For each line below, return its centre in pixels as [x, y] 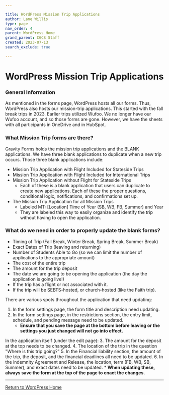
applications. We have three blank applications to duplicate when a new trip [83, 154]
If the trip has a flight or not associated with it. [60, 284]
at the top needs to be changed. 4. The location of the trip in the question [81, 346]
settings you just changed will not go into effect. [71, 330]
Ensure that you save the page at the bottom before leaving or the [90, 325]
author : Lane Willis [27, 19]
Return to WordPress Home [33, 387]
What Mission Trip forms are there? [49, 138]
